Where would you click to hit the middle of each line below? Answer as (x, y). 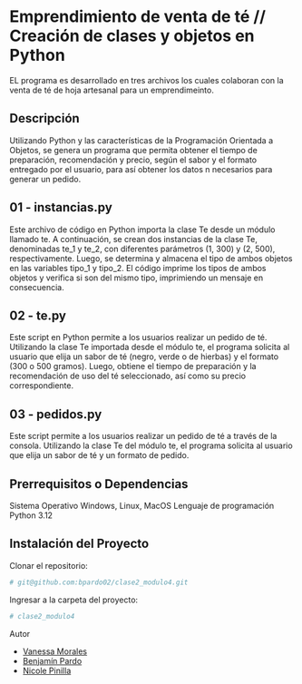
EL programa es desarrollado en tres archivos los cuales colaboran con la (146, 80)
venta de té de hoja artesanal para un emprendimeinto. (112, 90)
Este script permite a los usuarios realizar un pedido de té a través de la (143, 436)
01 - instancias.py (61, 207)
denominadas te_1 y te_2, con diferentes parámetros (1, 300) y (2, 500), (142, 249)
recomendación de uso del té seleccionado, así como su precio (128, 376)
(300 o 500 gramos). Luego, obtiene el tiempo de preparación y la (133, 366)
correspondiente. (42, 386)
